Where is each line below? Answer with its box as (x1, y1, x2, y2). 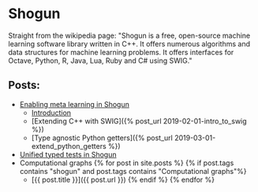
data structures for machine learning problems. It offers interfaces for (8, 47, 234, 57)
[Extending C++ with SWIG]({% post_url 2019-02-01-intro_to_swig (31, 116, 247, 126)
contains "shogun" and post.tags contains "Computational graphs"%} (19, 166, 247, 175)
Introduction (31, 108, 72, 117)
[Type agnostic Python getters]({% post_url (31, 133, 174, 142)
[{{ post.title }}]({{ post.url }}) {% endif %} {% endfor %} (31, 175, 215, 184)
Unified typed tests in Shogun (19, 150, 117, 159)
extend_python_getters (31, 141, 107, 150)
